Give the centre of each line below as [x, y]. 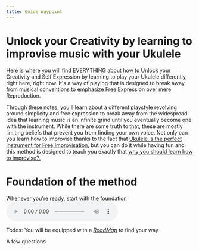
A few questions [26, 241]
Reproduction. [24, 95]
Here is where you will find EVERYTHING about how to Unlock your [88, 70]
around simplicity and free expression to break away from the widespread [97, 113]
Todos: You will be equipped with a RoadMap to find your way [83, 230]
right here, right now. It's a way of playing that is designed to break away [95, 83]
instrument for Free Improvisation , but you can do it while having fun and [95, 145]
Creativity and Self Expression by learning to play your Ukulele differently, [97, 76]
